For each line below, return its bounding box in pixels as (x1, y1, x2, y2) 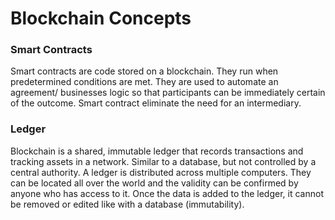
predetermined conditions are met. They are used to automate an (10, 76, 279, 88)
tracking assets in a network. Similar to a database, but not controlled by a (10, 155, 317, 167)
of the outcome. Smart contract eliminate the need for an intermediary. (10, 97, 302, 109)
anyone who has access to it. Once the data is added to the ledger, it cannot (10, 187, 324, 199)
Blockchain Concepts (10, 7, 192, 30)
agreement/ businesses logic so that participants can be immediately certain (10, 87, 326, 99)
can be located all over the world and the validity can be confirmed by (10, 177, 299, 189)
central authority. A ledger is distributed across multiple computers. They (10, 166, 312, 178)
